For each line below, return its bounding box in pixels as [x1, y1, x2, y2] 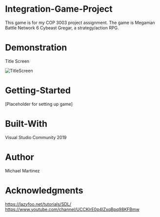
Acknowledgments [5, 185, 84, 196]
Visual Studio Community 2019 [5, 134, 67, 140]
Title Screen [5, 58, 30, 64]
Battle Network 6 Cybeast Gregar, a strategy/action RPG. [5, 24, 119, 30]
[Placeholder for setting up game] [5, 101, 73, 107]
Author [5, 151, 34, 163]
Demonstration [5, 42, 67, 53]
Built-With [5, 119, 48, 129]
